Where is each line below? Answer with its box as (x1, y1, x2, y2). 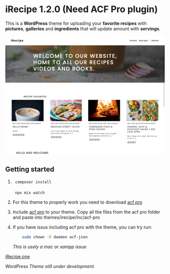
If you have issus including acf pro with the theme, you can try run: (12, 224, 152, 231)
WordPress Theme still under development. (5, 263, 95, 269)
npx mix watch (15, 190, 45, 195)
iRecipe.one (5, 254, 30, 260)
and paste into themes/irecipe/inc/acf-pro (12, 214, 100, 220)
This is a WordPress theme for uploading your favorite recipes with (5, 20, 147, 26)
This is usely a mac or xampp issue (12, 244, 87, 250)
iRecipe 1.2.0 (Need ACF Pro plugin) (5, 4, 158, 15)
